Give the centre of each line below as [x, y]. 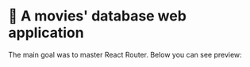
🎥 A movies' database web [97, 16]
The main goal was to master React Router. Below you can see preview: [125, 54]
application [46, 33]
